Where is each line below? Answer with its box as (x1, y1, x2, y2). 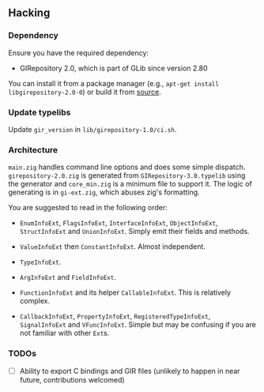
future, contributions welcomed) (19, 375, 125, 384)
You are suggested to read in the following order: (8, 203, 168, 213)
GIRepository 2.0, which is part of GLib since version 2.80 (19, 63, 208, 73)
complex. (19, 296, 50, 306)
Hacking (8, 6, 51, 20)
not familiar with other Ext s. (19, 328, 110, 338)
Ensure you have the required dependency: (8, 47, 149, 58)
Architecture (8, 144, 58, 155)
